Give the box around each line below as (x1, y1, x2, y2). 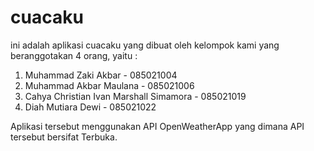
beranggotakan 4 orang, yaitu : (10, 49, 138, 61)
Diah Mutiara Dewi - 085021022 (24, 101, 157, 113)
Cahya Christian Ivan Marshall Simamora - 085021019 (24, 90, 247, 102)
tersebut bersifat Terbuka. (10, 131, 118, 143)
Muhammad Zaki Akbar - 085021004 (24, 69, 178, 81)
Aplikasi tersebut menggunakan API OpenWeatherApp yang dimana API (10, 120, 305, 132)
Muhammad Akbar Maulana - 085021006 (24, 79, 195, 91)
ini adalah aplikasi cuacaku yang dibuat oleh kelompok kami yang (10, 39, 280, 51)
